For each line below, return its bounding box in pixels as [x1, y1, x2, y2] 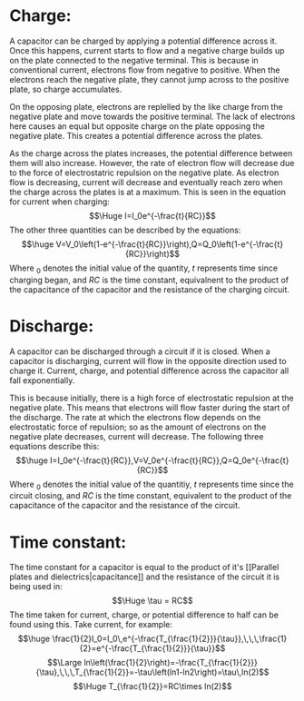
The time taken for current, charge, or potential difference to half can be [9, 609, 279, 620]
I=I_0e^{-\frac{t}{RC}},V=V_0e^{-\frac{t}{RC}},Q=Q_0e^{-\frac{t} [49, 455, 289, 466]
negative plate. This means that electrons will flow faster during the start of [9, 401, 290, 413]
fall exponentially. [9, 374, 75, 386]
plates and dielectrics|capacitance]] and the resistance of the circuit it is [9, 571, 280, 582]
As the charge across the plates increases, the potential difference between [9, 147, 293, 159]
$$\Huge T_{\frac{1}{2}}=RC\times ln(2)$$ [73, 681, 232, 692]
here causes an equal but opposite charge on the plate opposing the [9, 120, 265, 132]
